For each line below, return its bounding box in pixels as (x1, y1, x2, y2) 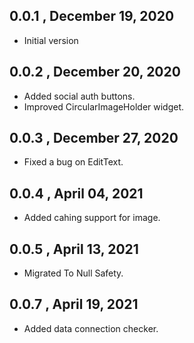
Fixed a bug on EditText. (23, 156, 124, 168)
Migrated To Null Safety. (23, 267, 124, 279)
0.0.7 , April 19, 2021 (9, 296, 139, 313)
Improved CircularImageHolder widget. (23, 100, 185, 113)
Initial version (23, 34, 79, 46)
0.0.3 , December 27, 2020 (9, 130, 179, 147)
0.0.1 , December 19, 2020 (9, 8, 175, 25)
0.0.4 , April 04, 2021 (9, 185, 144, 202)
